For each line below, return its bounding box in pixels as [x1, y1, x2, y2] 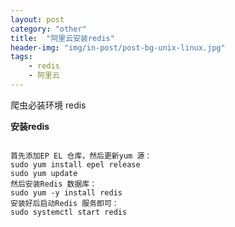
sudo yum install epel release [10, 159, 141, 170]
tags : [10, 52, 33, 62]
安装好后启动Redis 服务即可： [10, 198, 120, 208]
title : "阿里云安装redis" [10, 33, 115, 43]
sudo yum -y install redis [10, 187, 123, 198]
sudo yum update [10, 168, 78, 178]
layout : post [10, 14, 65, 25]
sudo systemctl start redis [10, 207, 128, 217]
